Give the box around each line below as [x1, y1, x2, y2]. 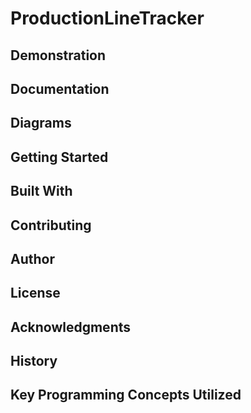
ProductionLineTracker [10, 7, 205, 30]
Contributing [10, 217, 92, 234]
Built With [10, 183, 73, 200]
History [10, 353, 58, 370]
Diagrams [10, 115, 72, 132]
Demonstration [10, 47, 107, 64]
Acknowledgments [10, 318, 132, 336]
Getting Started [10, 148, 109, 166]
